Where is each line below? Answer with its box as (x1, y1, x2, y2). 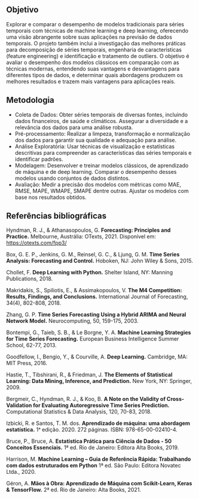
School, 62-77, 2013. (6, 342, 57, 349)
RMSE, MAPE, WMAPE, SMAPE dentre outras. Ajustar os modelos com (14, 187, 189, 194)
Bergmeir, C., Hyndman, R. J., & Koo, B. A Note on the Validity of (6, 396, 166, 403)
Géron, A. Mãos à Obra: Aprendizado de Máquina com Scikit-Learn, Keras (6, 480, 192, 487)
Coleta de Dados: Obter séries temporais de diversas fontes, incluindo (14, 111, 188, 118)
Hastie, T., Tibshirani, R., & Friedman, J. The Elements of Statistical (6, 371, 173, 378)
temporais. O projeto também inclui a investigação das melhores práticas (6, 39, 186, 47)
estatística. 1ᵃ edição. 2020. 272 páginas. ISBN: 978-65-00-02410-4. (6, 426, 178, 433)
